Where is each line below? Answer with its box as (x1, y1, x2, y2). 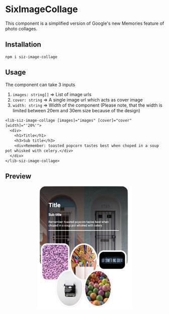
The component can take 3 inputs (5, 81, 76, 87)
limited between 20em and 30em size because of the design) (12, 107, 140, 113)
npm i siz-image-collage (5, 54, 58, 59)
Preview (5, 172, 32, 181)
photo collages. (5, 25, 38, 31)
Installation (5, 40, 41, 49)
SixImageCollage (5, 4, 78, 15)
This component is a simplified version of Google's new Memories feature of (5, 20, 164, 26)
